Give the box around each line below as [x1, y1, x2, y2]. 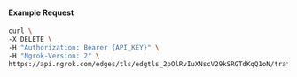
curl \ [8, 27, 33, 35]
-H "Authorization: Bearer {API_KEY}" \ [8, 42, 160, 52]
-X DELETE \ [8, 35, 52, 44]
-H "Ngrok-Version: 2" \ [8, 51, 100, 60]
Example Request [8, 7, 74, 18]
